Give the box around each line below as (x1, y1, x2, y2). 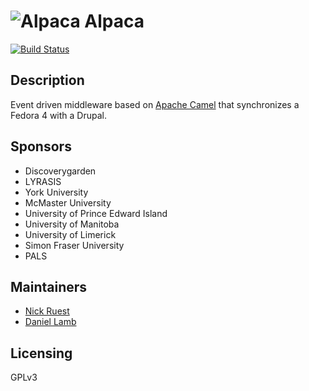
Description (10, 72, 85, 89)
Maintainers (10, 278, 88, 295)
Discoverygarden (24, 165, 97, 177)
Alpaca (84, 10, 145, 33)
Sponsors (10, 138, 72, 155)
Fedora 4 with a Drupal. (10, 109, 107, 121)
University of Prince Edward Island (24, 207, 168, 219)
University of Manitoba (24, 218, 120, 230)
